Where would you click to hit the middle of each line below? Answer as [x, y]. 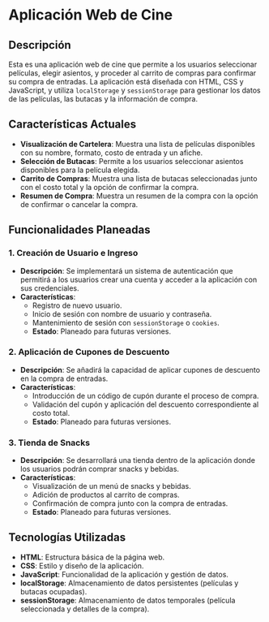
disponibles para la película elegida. [80, 170]
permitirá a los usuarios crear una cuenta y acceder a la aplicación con [139, 279]
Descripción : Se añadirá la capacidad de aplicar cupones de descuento [140, 369]
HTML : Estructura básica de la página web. [92, 557]
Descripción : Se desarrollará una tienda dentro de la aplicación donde [137, 460]
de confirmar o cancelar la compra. [79, 204]
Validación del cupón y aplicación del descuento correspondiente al [145, 404]
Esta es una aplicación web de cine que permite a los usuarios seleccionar [133, 64]
